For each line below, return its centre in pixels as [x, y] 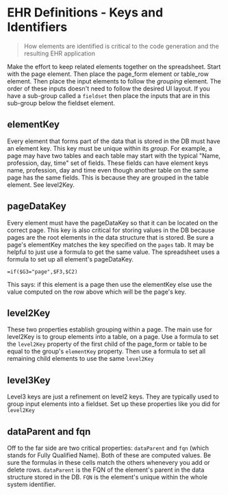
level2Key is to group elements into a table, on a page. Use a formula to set [113, 337]
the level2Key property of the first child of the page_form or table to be [107, 344]
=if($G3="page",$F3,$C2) [42, 272]
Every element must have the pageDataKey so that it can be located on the [113, 223]
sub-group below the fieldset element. [61, 103]
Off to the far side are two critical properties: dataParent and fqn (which [108, 448]
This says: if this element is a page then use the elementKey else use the [110, 284]
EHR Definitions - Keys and [85, 13]
